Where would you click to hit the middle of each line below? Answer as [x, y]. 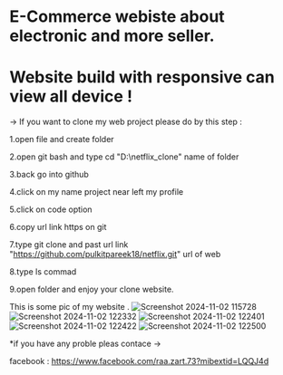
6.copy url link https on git [58, 227]
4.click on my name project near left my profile [97, 192]
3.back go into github [49, 175]
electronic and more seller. [112, 36]
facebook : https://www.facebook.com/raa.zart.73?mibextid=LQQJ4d [139, 361]
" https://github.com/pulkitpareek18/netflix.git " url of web [115, 255]
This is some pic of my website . [69, 307]
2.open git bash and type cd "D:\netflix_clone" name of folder [124, 157]
